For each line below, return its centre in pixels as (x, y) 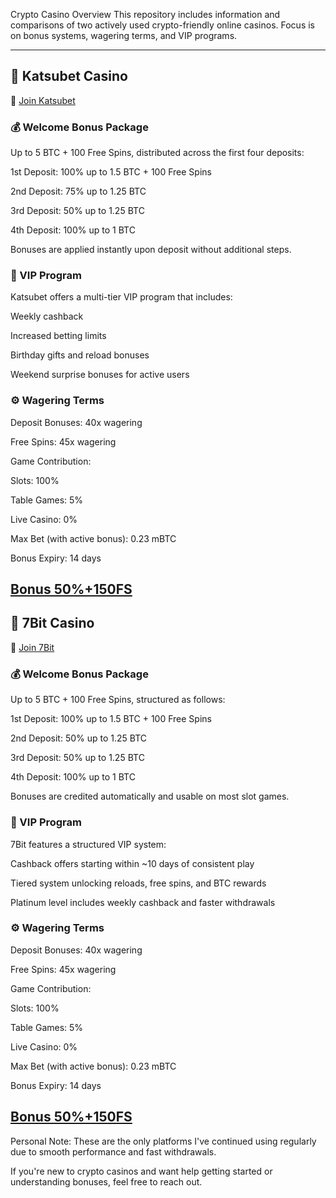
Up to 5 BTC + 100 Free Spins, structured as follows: (118, 700)
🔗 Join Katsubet (43, 100)
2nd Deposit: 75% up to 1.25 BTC (78, 191)
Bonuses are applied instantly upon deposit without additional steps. (151, 250)
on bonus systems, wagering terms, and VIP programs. (124, 35)
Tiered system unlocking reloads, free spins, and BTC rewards (138, 883)
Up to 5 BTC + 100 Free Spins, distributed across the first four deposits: (157, 153)
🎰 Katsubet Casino (69, 76)
